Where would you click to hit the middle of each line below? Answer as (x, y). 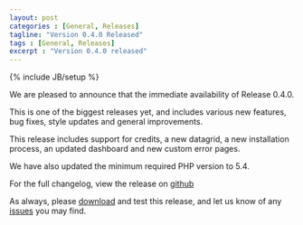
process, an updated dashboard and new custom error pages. (125, 149)
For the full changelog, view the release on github (102, 184)
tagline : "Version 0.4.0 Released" (76, 34)
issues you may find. (48, 211)
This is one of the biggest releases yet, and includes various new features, (148, 112)
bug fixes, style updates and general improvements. (106, 122)
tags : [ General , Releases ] (62, 43)
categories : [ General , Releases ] (75, 26)
